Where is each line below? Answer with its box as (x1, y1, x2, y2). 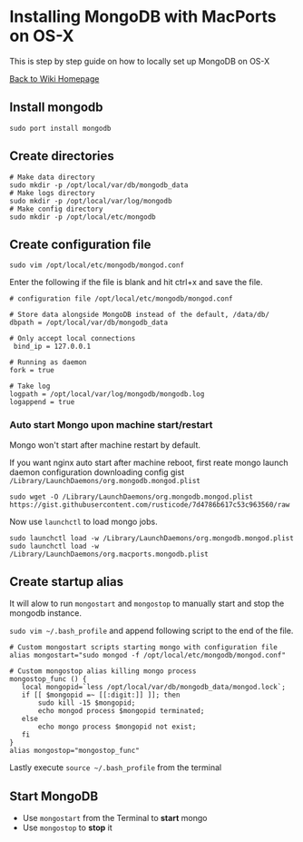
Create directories (9, 148, 115, 164)
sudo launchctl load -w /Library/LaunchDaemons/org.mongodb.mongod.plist (9, 533, 295, 542)
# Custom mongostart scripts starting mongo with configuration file (9, 643, 279, 652)
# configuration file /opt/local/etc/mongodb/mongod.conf (9, 294, 233, 303)
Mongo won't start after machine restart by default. (9, 439, 201, 451)
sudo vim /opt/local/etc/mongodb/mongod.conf (9, 261, 184, 270)
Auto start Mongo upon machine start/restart (9, 419, 213, 431)
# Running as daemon (9, 358, 88, 367)
